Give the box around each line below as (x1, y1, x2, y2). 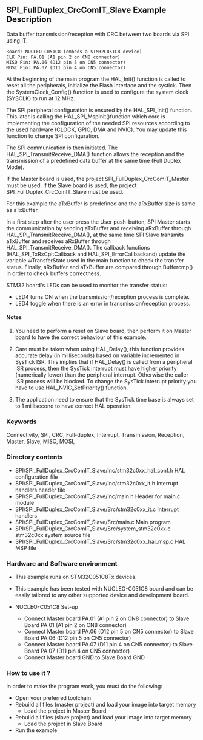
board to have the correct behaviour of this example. (15, 334, 147, 341)
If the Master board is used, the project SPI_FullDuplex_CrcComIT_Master (6, 175, 190, 182)
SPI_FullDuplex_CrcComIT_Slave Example (6, 5, 167, 15)
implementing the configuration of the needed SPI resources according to (6, 119, 190, 126)
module (15, 499, 35, 506)
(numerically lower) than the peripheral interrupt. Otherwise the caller (15, 371, 189, 379)
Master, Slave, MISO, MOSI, (6, 437, 75, 445)
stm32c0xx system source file (15, 531, 91, 538)
